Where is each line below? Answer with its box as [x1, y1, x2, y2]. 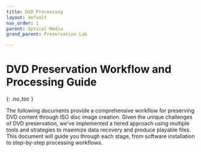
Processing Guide [6, 75, 97, 89]
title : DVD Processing [6, 8, 63, 15]
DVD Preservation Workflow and [6, 63, 172, 76]
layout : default [6, 14, 47, 21]
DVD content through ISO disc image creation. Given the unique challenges [6, 113, 193, 121]
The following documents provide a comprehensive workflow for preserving [6, 107, 195, 115]
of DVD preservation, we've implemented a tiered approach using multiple [6, 120, 190, 127]
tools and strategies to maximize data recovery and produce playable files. [6, 126, 191, 133]
